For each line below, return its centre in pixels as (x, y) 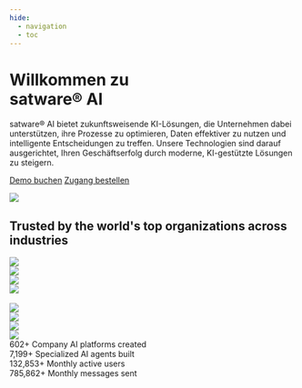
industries (39, 240)
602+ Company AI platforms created (78, 344)
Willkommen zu (69, 80)
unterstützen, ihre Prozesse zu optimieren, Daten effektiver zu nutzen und (148, 134)
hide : (20, 18)
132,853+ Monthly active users (67, 363)
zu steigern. (32, 163)
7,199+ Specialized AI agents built (72, 354)
